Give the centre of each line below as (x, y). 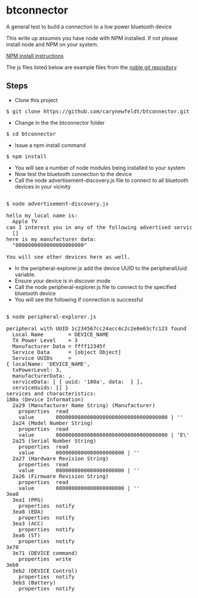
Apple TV (25, 221)
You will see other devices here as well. (68, 257)
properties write (45, 559)
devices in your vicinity (43, 186)
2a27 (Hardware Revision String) (60, 458)
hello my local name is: (42, 215)
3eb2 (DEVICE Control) (45, 571)
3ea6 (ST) (26, 535)
